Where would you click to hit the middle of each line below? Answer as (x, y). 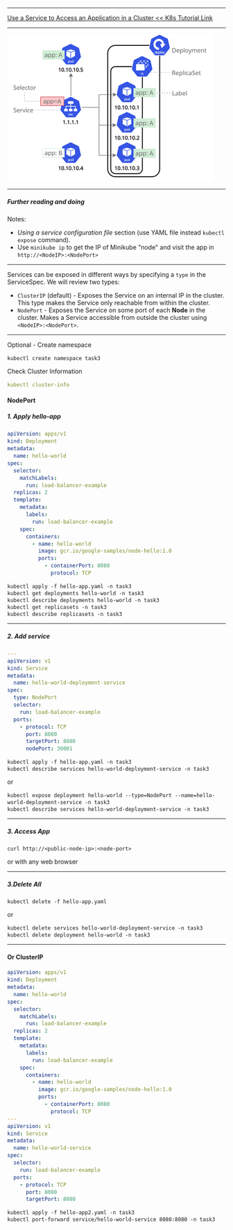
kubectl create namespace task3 (54, 358)
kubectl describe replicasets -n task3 (65, 614)
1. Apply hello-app (34, 416)
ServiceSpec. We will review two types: (63, 282)
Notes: (17, 219)
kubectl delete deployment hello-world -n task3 (79, 935)
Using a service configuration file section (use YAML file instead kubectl (121, 232)
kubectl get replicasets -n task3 (57, 607)
